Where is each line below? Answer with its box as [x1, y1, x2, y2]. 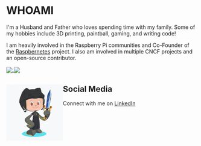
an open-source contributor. [6, 54, 77, 61]
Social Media [63, 84, 113, 94]
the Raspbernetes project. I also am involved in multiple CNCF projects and [6, 47, 193, 55]
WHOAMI [6, 4, 54, 17]
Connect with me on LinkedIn [63, 100, 136, 107]
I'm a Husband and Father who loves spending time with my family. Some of [6, 23, 196, 31]
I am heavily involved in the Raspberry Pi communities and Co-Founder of [6, 41, 190, 49]
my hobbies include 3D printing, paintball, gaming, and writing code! [6, 29, 176, 37]
